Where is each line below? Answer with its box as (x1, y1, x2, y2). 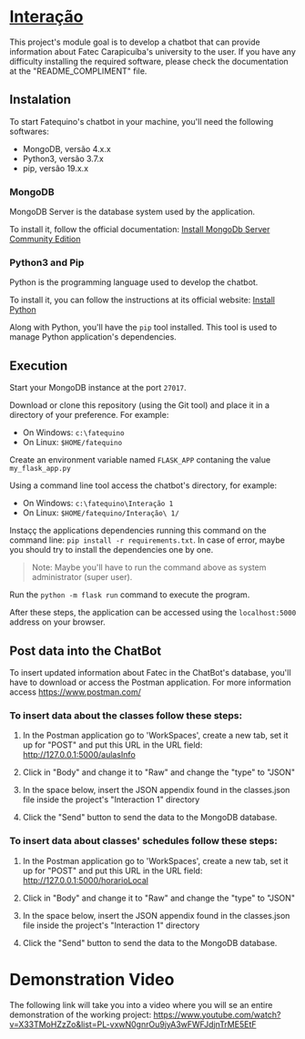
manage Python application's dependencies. (9, 331, 178, 342)
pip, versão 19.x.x (22, 162, 89, 174)
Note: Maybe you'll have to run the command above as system (31, 562, 267, 573)
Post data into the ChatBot (9, 643, 162, 658)
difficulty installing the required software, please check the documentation (9, 56, 289, 66)
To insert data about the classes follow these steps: (9, 708, 243, 721)
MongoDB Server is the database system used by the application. (9, 207, 256, 218)
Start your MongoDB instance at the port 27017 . (9, 382, 187, 393)
